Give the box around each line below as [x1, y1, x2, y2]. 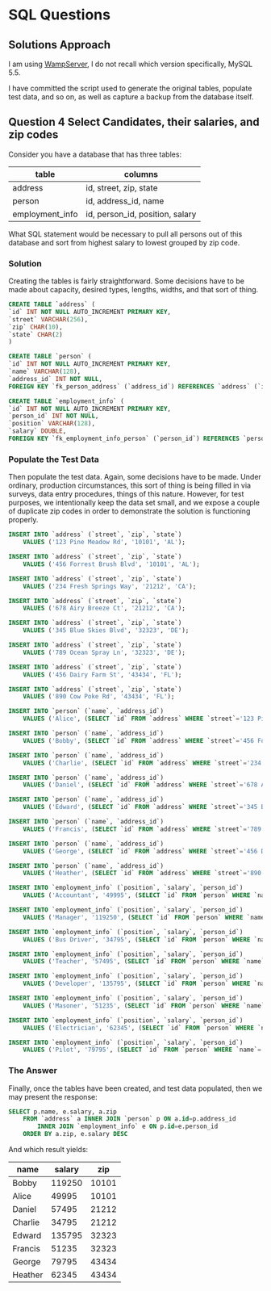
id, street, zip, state [85, 182, 158, 193]
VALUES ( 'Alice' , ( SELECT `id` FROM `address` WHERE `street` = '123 [23, 715, 254, 723]
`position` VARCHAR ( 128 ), [8, 420, 95, 428]
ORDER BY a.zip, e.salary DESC [23, 1130, 128, 1138]
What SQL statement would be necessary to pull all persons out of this [8, 228, 243, 239]
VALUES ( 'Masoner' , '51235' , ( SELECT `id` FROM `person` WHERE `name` [23, 1001, 265, 1010]
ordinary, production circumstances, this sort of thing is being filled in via [8, 480, 252, 490]
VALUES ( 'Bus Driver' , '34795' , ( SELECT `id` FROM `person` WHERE [23, 935, 251, 944]
